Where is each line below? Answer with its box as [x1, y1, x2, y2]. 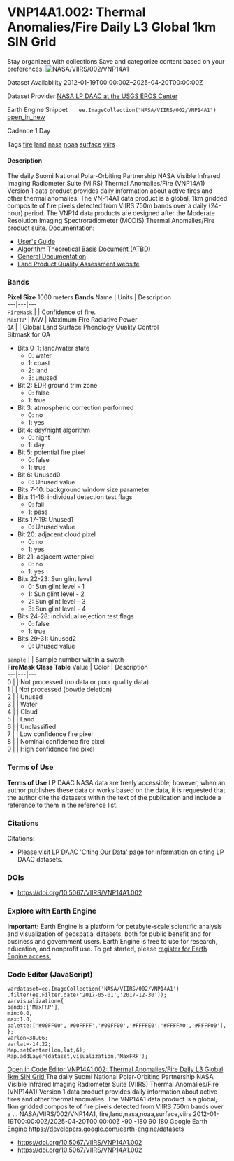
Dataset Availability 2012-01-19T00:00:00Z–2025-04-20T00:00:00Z [7, 78, 204, 86]
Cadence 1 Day [7, 126, 51, 135]
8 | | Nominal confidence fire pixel [7, 738, 105, 746]
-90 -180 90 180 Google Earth [122, 1117, 208, 1125]
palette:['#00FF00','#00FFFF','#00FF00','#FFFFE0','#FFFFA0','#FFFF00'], [7, 1021, 227, 1029]
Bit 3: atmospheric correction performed [17, 404, 134, 412]
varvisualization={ [7, 997, 64, 1005]
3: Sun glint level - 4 [27, 604, 86, 613]
